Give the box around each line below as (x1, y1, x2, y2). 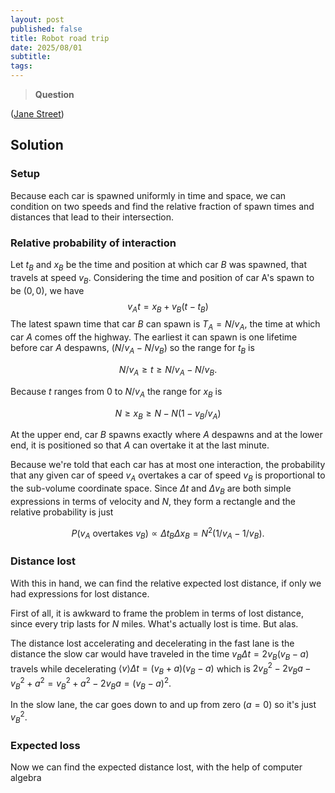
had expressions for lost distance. (10, 587, 150, 600)
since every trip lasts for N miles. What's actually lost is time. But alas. (10, 617, 299, 630)
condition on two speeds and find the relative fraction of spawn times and (10, 200, 315, 212)
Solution (10, 137, 64, 154)
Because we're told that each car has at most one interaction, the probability (10, 459, 326, 471)
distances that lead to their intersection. (10, 211, 175, 223)
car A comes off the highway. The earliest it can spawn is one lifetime (10, 331, 298, 343)
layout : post (10, 14, 65, 25)
